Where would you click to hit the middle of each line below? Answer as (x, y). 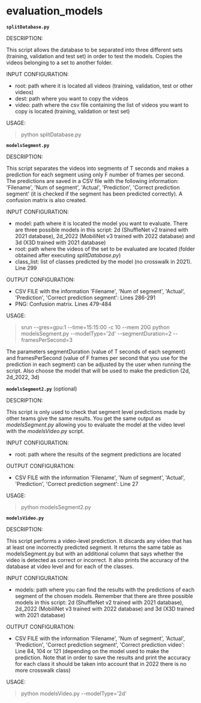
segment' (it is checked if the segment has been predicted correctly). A (94, 194)
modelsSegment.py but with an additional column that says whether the (95, 554)
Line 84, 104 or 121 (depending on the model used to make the (92, 651)
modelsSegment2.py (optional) (42, 389)
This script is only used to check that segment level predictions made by (96, 411)
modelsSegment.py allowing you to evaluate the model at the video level (95, 425)
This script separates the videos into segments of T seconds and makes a (97, 168)
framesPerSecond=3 (47, 340)
